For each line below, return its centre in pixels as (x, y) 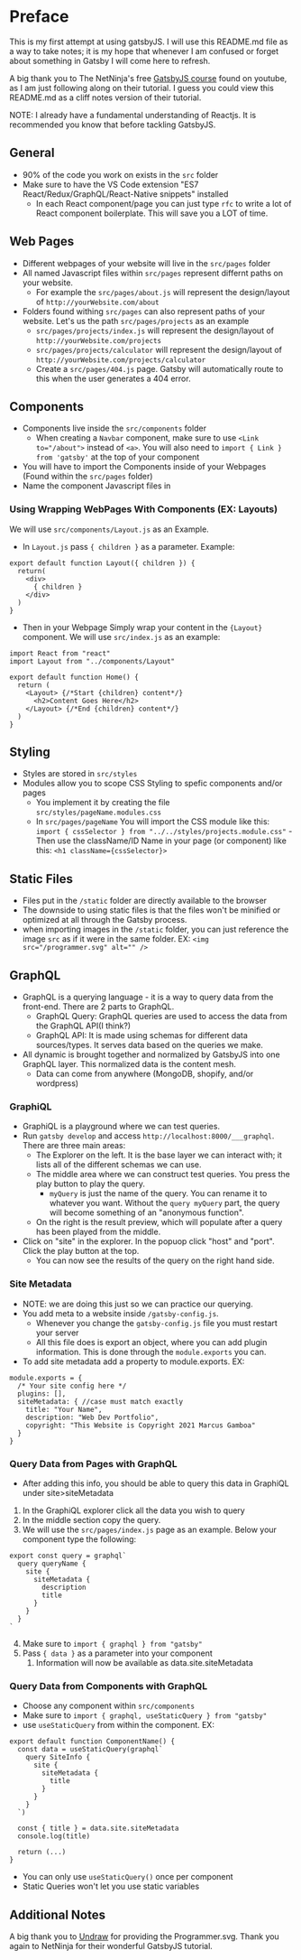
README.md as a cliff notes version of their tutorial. (105, 98)
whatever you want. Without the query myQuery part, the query (164, 1203)
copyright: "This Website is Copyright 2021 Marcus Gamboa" (141, 1425)
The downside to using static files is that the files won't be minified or (151, 910)
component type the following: (79, 1539)
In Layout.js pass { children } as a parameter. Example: (128, 546)
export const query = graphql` (68, 1556)
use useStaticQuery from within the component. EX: (118, 1725)
